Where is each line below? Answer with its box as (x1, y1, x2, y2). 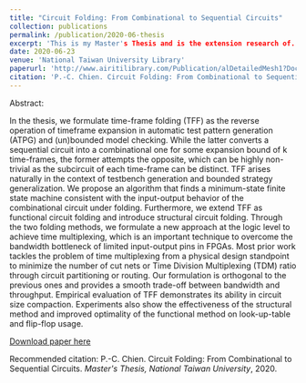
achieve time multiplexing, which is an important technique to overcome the (9, 231, 293, 242)
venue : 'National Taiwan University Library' (9, 55, 185, 65)
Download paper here (9, 336, 91, 347)
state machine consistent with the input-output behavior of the (9, 192, 244, 203)
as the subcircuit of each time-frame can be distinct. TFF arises (31, 163, 271, 174)
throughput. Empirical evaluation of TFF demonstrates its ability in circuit (9, 288, 282, 300)
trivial (9, 163, 30, 174)
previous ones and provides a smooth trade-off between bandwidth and (9, 279, 280, 290)
